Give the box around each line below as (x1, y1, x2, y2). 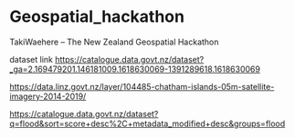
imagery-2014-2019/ (9, 91, 87, 102)
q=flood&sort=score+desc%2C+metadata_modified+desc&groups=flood (9, 118, 286, 129)
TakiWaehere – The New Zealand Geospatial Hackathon (9, 36, 219, 47)
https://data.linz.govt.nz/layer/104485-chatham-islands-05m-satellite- (9, 81, 275, 92)
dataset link (9, 54, 53, 64)
